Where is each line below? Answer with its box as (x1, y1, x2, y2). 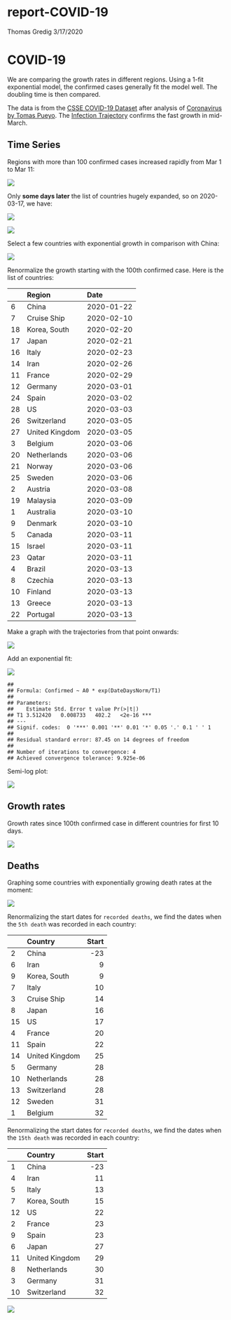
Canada (27, 530, 52, 539)
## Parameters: (7, 699, 52, 706)
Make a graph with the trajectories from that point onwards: (7, 627, 179, 635)
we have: (26, 199, 52, 208)
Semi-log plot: (7, 767, 48, 775)
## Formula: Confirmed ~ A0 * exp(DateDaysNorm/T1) (7, 687, 161, 694)
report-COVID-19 (7, 4, 108, 20)
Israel (27, 541, 45, 551)
